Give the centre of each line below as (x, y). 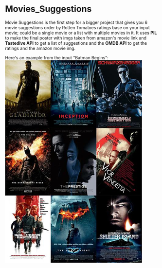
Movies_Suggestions (48, 9)
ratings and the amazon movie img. (40, 48)
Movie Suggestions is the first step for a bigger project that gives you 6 (76, 22)
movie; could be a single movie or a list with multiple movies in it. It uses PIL (81, 33)
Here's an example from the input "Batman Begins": (57, 57)
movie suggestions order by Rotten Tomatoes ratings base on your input (77, 27)
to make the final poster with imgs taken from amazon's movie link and (76, 38)
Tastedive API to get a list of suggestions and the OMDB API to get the (76, 43)
